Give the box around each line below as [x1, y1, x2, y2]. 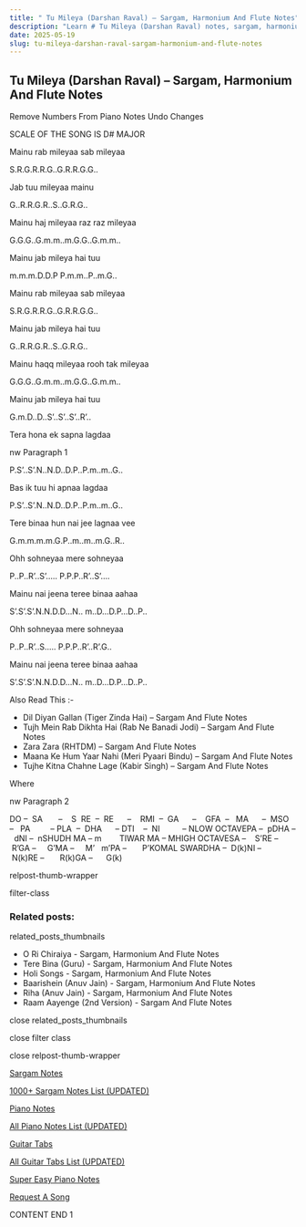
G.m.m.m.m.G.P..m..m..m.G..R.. [9, 536, 125, 546]
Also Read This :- [9, 694, 75, 705]
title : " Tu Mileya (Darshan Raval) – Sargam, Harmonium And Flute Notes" [9, 13, 300, 23]
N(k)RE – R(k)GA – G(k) [11, 852, 123, 863]
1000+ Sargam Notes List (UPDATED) [9, 1086, 150, 1097]
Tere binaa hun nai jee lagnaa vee [9, 517, 136, 529]
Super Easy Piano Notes [9, 1174, 100, 1185]
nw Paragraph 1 [9, 447, 68, 458]
